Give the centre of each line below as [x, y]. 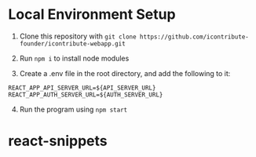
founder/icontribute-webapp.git [72, 44]
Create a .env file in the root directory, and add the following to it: [125, 73]
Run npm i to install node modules [74, 58]
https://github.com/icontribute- [194, 37]
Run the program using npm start [73, 109]
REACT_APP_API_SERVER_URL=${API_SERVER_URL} [82, 88]
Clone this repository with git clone [78, 36]
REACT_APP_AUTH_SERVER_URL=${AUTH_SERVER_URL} [86, 95]
